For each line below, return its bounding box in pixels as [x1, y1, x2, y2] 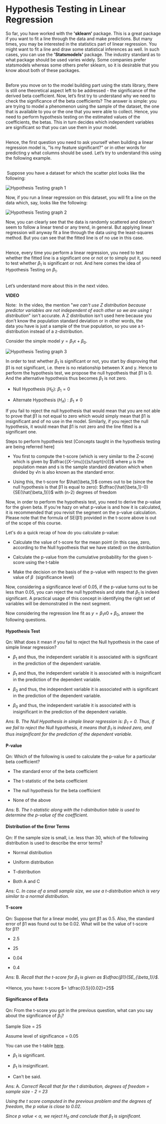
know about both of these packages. [5, 67, 81, 73]
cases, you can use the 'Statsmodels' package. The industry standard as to [5, 51, 161, 58]
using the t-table [25, 559, 59, 565]
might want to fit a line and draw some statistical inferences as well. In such [5, 46, 160, 52]
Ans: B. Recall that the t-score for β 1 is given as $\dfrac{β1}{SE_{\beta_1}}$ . [5, 974, 160, 981]
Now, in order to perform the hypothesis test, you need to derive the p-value [5, 499, 161, 504]
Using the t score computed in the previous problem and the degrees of [5, 1098, 152, 1104]
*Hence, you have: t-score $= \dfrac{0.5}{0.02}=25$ [5, 985, 114, 991]
